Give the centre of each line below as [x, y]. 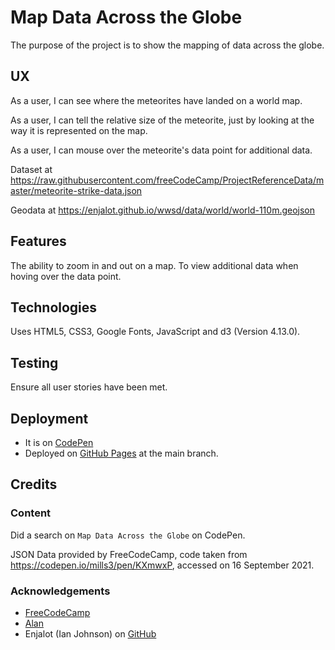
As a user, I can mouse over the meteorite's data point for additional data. [161, 150]
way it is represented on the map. [79, 130]
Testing [34, 362]
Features [38, 241]
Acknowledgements [60, 591]
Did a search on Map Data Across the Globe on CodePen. [128, 535]
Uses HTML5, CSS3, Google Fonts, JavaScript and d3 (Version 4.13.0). [155, 332]
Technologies [54, 307]
